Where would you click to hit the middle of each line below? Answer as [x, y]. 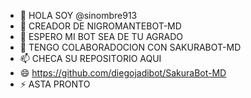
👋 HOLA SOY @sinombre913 [78, 15]
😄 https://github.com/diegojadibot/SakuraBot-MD [123, 73]
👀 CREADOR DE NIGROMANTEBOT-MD [100, 26]
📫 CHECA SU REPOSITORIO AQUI [90, 58]
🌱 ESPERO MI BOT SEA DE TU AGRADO [101, 36]
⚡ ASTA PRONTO [55, 84]
